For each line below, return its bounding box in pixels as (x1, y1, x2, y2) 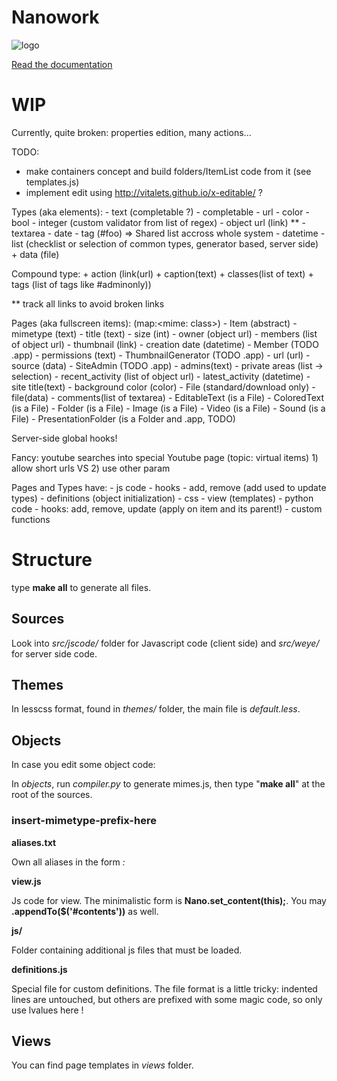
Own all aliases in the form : (11, 856, 126, 868)
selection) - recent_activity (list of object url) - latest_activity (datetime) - (11, 370, 311, 382)
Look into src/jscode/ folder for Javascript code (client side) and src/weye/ (11, 637, 320, 649)
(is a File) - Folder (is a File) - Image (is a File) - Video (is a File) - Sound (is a (11, 402, 326, 414)
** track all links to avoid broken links (11, 297, 165, 310)
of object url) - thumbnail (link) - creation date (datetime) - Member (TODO (11, 338, 319, 350)
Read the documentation (11, 58, 113, 70)
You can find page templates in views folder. (11, 1059, 194, 1071)
